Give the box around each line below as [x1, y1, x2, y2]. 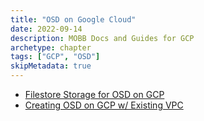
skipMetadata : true [10, 61, 92, 71]
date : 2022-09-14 [10, 24, 83, 34]
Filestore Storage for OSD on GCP [24, 89, 165, 100]
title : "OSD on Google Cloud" [10, 14, 137, 25]
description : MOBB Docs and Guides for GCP [10, 33, 195, 43]
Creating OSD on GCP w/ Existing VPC [24, 99, 184, 111]
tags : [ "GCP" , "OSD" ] [10, 52, 101, 62]
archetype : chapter [10, 42, 92, 53]
